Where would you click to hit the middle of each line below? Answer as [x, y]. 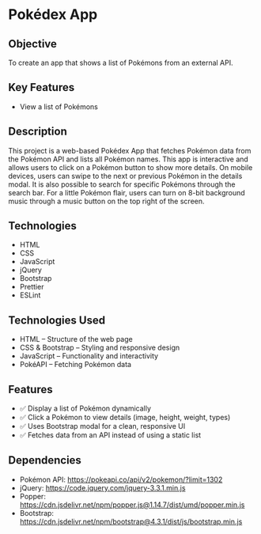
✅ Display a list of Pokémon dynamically [85, 408]
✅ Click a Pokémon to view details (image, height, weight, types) [125, 418]
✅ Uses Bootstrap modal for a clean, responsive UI [102, 426]
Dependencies [45, 460]
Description [38, 132]
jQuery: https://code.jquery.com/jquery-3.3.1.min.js [102, 487]
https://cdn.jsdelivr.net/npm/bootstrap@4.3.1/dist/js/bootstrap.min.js [131, 521]
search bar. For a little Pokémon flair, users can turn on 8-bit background [127, 192]
